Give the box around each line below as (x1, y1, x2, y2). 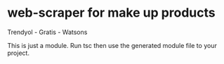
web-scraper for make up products (7, 5, 216, 21)
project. (7, 49, 30, 57)
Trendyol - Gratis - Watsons (7, 28, 88, 36)
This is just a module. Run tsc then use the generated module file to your (7, 41, 218, 49)
